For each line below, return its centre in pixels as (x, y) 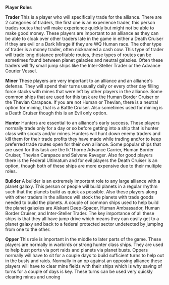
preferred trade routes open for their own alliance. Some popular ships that (83, 144)
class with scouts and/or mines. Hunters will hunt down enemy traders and (83, 133)
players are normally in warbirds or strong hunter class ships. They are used (84, 245)
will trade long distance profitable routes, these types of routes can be (78, 55)
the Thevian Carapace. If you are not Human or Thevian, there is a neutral (82, 102)
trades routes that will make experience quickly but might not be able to (80, 28)
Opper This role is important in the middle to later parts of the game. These (83, 239)
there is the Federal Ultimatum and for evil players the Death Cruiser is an (81, 160)
